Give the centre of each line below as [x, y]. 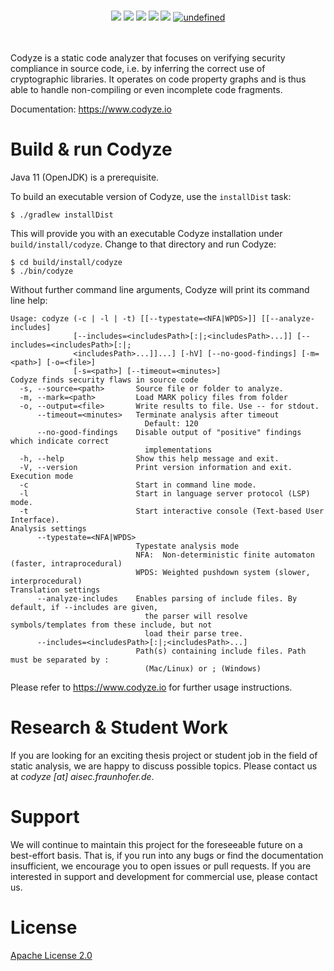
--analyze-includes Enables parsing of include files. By [167, 598]
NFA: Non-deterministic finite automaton [225, 555]
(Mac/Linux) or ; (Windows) [203, 668]
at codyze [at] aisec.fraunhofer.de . [82, 776]
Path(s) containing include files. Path [221, 651]
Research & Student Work [119, 727]
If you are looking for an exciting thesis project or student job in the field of [164, 755]
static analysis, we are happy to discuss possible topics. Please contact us [164, 766]
